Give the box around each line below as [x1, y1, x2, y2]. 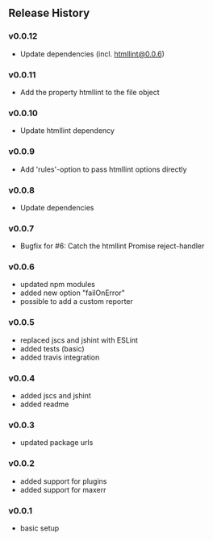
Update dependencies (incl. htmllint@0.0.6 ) [19, 48, 165, 59]
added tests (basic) [19, 343, 85, 353]
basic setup [19, 523, 60, 533]
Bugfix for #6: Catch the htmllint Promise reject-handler [19, 241, 205, 251]
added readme [19, 399, 69, 410]
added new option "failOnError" [19, 288, 125, 298]
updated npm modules [19, 280, 95, 289]
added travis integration [19, 352, 100, 362]
